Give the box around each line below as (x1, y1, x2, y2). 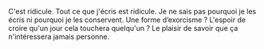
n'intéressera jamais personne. (8, 32, 110, 41)
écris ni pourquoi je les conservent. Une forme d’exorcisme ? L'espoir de (8, 15, 246, 24)
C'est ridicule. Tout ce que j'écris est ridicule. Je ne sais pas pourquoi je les (8, 7, 257, 16)
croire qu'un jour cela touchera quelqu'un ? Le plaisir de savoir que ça (8, 24, 238, 32)
